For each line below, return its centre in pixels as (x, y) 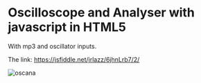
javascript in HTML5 (67, 27)
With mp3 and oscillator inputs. (52, 46)
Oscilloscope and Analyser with (101, 13)
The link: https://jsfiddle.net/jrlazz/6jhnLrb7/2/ (74, 59)
